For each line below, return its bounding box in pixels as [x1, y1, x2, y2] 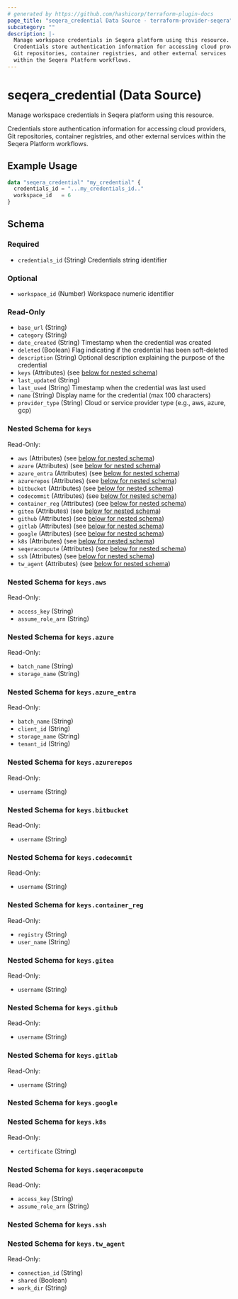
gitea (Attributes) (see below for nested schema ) [17, 507, 161, 515]
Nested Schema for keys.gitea [7, 955, 115, 965]
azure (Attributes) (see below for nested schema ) [17, 461, 161, 470]
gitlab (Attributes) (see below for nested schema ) [17, 521, 164, 530]
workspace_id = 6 [13, 192, 72, 199]
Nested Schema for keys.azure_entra [7, 687, 137, 697]
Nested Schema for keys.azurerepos [7, 757, 133, 767]
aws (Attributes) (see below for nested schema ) [17, 453, 155, 462]
